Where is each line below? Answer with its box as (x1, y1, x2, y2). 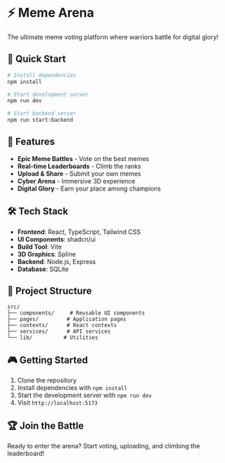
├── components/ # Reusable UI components (7, 310, 145, 317)
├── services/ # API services (7, 328, 111, 336)
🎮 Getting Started (7, 354, 89, 366)
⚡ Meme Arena (7, 5, 94, 21)
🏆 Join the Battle (7, 420, 84, 431)
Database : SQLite (17, 265, 69, 273)
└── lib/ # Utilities (7, 334, 99, 341)
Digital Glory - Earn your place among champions (17, 184, 161, 193)
